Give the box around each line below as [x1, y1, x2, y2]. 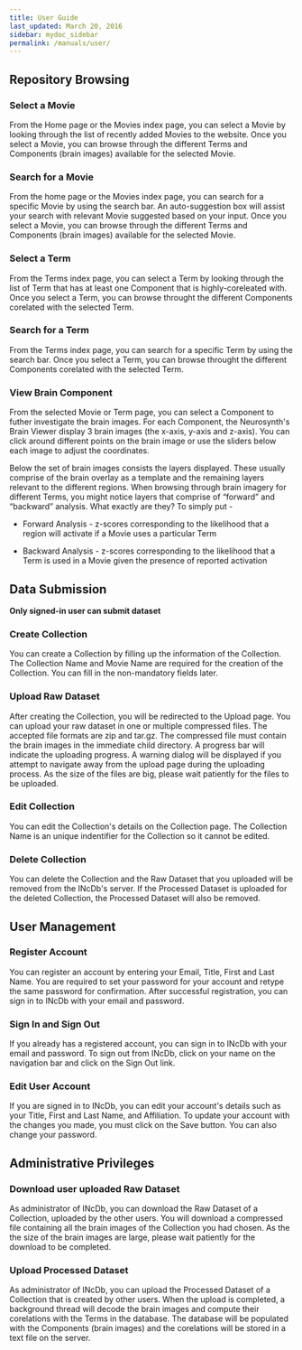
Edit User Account [9, 1080, 91, 1093]
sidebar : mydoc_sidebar [9, 30, 99, 39]
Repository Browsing [9, 71, 130, 87]
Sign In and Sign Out [9, 1018, 101, 1030]
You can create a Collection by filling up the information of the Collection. [9, 648, 282, 659]
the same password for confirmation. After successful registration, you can [9, 985, 288, 996]
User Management [9, 918, 116, 935]
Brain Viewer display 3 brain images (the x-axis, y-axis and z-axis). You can [9, 426, 290, 437]
